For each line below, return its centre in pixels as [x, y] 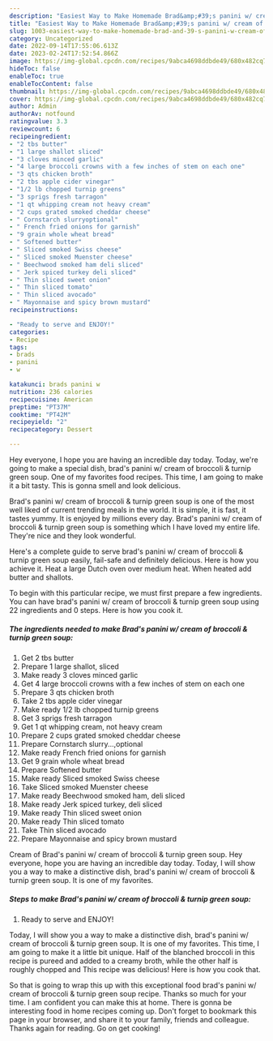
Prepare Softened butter [61, 769]
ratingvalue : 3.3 [38, 122]
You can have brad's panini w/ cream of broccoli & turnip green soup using [134, 602]
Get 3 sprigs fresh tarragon [66, 718]
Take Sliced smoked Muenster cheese [85, 786]
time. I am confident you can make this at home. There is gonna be [121, 1002]
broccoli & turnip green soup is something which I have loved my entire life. [134, 527]
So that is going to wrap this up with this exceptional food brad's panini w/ [133, 985]
